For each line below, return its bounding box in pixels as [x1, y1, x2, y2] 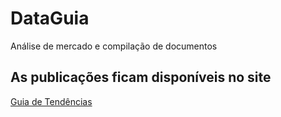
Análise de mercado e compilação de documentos [10, 40, 218, 52]
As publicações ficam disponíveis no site [10, 69, 272, 86]
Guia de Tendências [10, 95, 93, 107]
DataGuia [10, 7, 90, 30]
